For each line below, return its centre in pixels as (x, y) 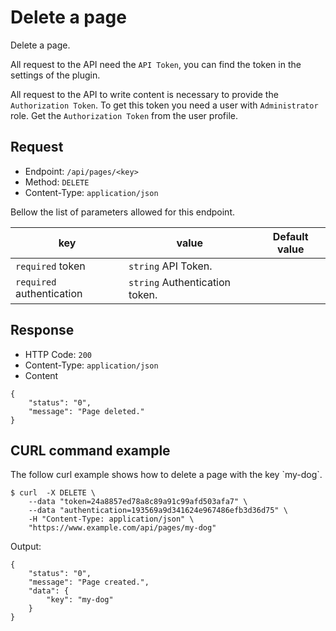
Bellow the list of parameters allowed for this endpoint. (122, 212)
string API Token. (170, 266)
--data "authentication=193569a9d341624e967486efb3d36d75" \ (158, 511)
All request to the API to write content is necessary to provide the (144, 94)
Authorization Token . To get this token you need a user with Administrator (164, 105)
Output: (26, 547)
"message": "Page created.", (89, 582)
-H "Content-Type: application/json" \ (111, 519)
